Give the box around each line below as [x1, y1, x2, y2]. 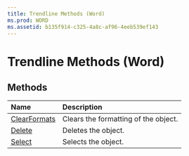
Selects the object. [62, 137, 124, 147]
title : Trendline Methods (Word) [7, 10, 105, 18]
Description [62, 103, 103, 112]
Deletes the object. [62, 126, 125, 136]
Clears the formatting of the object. [62, 114, 178, 124]
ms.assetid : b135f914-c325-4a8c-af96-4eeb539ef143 [7, 23, 159, 30]
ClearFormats [11, 114, 56, 124]
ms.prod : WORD [7, 17, 49, 24]
